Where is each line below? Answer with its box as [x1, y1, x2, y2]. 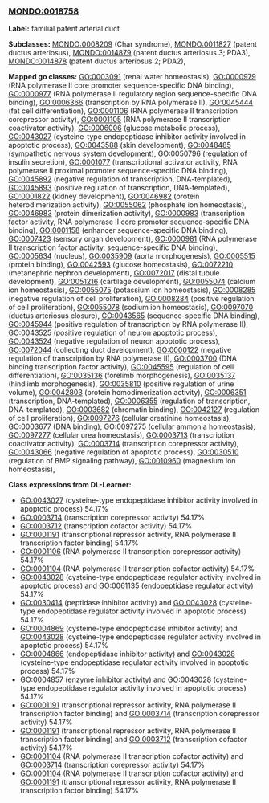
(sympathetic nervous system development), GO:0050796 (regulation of [8, 149, 247, 158]
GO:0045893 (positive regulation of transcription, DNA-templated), [8, 183, 230, 193]
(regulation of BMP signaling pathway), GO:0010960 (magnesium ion [8, 456, 236, 466]
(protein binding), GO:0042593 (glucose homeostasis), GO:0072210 [8, 259, 234, 270]
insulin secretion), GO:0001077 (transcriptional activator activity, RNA [8, 157, 238, 167]
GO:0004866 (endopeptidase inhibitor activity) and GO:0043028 [19, 649, 235, 659]
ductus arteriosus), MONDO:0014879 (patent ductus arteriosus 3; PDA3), [8, 48, 251, 58]
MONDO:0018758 [8, 6, 79, 17]
